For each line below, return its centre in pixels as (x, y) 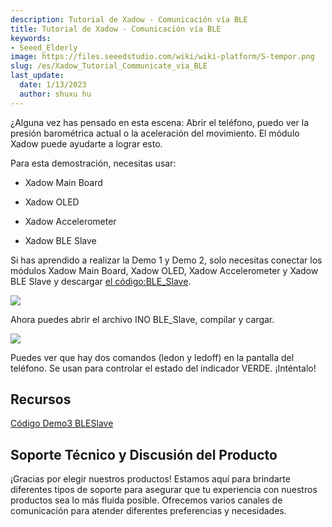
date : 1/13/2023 (53, 85)
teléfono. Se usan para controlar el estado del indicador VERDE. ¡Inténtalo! (163, 368)
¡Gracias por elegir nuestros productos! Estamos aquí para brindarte (150, 479)
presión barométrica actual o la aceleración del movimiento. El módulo (155, 133)
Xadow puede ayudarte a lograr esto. (86, 143)
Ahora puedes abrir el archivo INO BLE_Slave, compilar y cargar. (142, 319)
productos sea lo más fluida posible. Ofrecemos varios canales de (146, 500)
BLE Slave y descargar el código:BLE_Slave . (101, 281)
